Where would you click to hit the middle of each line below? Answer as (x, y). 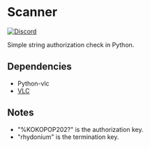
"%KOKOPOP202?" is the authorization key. (81, 129)
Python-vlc (33, 83)
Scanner (32, 12)
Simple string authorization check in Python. (71, 44)
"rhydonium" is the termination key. (68, 137)
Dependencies (39, 67)
